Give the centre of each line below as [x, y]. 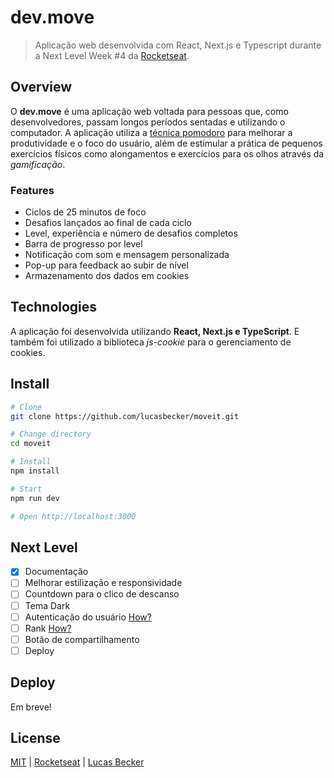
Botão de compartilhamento [82, 639]
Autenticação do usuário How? [88, 617]
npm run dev [35, 498]
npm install [35, 471]
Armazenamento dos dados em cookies [107, 276]
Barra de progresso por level [83, 244]
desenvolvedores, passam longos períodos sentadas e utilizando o [148, 122]
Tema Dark [47, 605]
